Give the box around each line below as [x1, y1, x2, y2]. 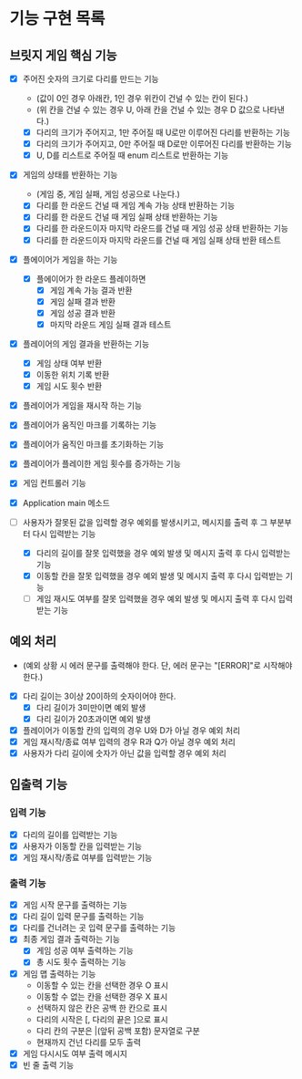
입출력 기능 [9, 777, 68, 793]
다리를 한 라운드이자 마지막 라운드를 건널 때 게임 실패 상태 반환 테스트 [35, 234, 282, 245]
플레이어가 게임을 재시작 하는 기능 [22, 400, 143, 411]
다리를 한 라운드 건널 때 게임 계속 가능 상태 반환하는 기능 [35, 200, 236, 211]
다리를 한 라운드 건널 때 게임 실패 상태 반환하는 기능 [35, 212, 218, 223]
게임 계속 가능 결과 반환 [49, 285, 133, 296]
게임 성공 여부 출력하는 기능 [35, 945, 134, 956]
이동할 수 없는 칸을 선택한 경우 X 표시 [35, 991, 168, 1001]
